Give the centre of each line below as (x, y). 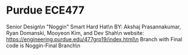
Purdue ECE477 (45, 10)
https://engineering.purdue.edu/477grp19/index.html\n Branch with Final (94, 39)
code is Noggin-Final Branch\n (43, 46)
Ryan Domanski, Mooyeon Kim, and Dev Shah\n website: (75, 33)
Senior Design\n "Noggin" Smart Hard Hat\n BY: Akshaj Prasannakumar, (94, 27)
